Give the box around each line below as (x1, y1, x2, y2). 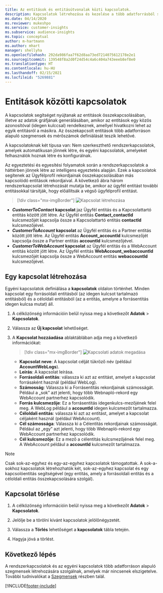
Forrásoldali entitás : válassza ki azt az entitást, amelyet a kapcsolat (19, 374, 155, 380)
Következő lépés (5, 550, 57, 558)
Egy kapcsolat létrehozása (5, 273, 87, 281)
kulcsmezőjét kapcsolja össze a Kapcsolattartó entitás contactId (12, 217, 142, 223)
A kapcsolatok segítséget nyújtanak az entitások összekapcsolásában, (5, 112, 146, 118)
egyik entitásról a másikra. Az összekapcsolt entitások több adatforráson (5, 128, 151, 133)
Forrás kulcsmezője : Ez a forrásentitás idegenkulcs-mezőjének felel (19, 400, 156, 406)
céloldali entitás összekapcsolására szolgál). (5, 476, 94, 482)
